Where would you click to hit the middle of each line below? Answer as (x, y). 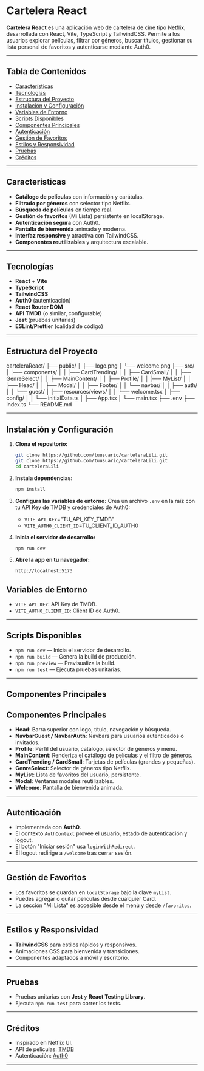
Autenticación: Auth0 (42, 1056)
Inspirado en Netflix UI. (44, 1043)
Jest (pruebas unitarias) (45, 320)
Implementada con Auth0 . (48, 827)
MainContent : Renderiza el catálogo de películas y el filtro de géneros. (104, 755)
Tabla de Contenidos (46, 71)
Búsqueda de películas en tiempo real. (64, 210)
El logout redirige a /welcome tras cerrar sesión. (74, 853)
